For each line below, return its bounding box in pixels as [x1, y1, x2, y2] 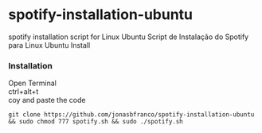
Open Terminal [8, 78, 57, 88]
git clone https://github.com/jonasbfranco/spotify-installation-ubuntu [8, 111, 255, 119]
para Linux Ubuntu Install [8, 40, 91, 49]
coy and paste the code [8, 96, 86, 105]
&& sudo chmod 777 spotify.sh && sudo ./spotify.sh [8, 118, 183, 126]
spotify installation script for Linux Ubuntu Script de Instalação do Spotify [8, 32, 249, 41]
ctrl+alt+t [8, 87, 39, 96]
